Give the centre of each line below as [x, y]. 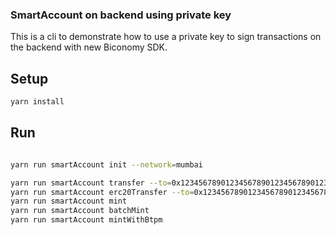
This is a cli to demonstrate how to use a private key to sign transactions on [166, 37]
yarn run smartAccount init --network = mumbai [106, 164]
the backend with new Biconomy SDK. [89, 47]
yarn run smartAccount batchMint [80, 211]
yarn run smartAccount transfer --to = [91, 183]
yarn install [37, 102]
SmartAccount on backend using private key [121, 15]
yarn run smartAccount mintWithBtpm [86, 220]
